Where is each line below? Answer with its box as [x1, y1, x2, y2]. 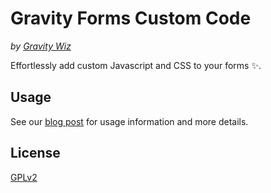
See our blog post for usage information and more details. [10, 115, 249, 127]
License [10, 145, 61, 162]
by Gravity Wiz [10, 40, 72, 52]
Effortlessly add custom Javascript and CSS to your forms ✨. [10, 59, 262, 71]
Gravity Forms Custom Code [10, 7, 252, 30]
